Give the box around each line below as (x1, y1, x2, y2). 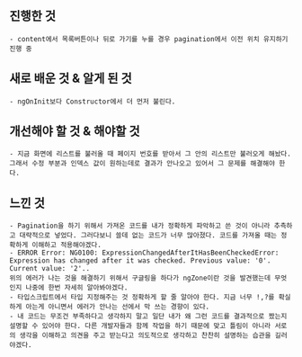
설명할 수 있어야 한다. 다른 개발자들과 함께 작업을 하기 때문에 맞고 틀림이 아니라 (9, 322, 271, 331)
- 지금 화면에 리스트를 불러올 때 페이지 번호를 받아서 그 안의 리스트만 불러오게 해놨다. (9, 149, 292, 159)
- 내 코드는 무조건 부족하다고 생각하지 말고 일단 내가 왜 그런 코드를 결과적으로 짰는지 (9, 312, 288, 321)
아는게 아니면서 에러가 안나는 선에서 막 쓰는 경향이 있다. (25, 302, 210, 312)
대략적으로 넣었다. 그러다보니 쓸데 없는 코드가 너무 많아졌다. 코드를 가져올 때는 (19, 231, 277, 240)
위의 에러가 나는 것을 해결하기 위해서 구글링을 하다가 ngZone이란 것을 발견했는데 (9, 273, 271, 283)
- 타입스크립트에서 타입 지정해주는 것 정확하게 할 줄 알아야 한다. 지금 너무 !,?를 (9, 293, 275, 302)
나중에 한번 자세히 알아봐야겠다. (25, 283, 129, 292)
